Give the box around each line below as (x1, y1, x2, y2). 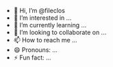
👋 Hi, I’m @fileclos (13, 7, 65, 14)
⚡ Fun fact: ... (13, 53, 51, 62)
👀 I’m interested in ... (13, 14, 72, 22)
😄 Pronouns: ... (13, 46, 58, 54)
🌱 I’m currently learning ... (13, 21, 87, 29)
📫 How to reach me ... (13, 36, 77, 44)
